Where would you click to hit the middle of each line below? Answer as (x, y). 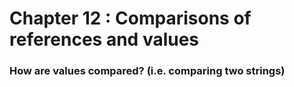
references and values (104, 39)
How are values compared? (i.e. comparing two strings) (147, 71)
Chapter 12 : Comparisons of (130, 18)
